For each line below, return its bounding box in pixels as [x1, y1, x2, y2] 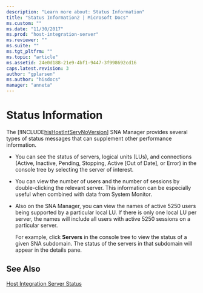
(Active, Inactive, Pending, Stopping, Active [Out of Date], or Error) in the [15, 159, 197, 167]
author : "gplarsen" [6, 71, 56, 77]
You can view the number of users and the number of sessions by [15, 177, 180, 185]
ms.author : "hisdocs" [6, 76, 61, 83]
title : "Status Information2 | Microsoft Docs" [6, 15, 129, 21]
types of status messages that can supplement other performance [6, 135, 172, 142]
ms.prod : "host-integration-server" [6, 32, 99, 38]
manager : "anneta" [6, 83, 53, 89]
